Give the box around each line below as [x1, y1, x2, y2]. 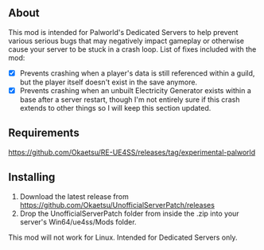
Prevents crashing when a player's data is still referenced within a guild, [19, 68, 255, 78]
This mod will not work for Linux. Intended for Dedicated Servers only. [8, 232, 238, 242]
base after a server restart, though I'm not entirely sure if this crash [19, 95, 240, 104]
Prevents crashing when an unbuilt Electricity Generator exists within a [19, 85, 252, 95]
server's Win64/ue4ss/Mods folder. [19, 217, 137, 226]
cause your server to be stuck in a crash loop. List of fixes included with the [8, 44, 257, 54]
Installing [8, 170, 56, 184]
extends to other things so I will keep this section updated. [19, 103, 212, 112]
